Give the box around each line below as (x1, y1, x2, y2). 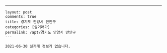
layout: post (5, 10, 32, 15)
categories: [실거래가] (5, 25, 50, 30)
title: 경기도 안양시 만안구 (5, 19, 56, 24)
